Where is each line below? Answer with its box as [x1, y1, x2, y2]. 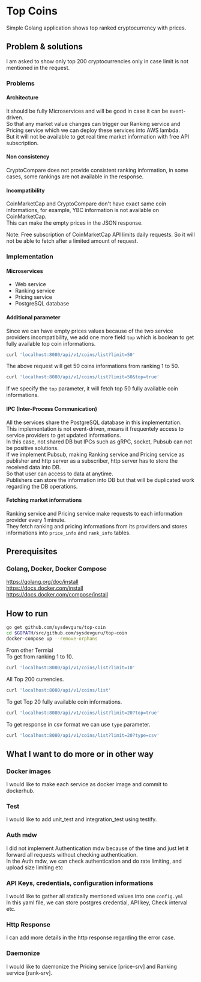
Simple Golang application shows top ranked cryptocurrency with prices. [6, 24, 187, 31]
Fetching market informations [6, 496, 82, 504]
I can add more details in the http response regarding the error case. [6, 934, 176, 941]
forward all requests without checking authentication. [6, 851, 138, 858]
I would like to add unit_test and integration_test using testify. [6, 816, 157, 823]
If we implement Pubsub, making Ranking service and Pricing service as [6, 451, 185, 458]
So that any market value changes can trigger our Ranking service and [6, 120, 181, 127]
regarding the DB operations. [6, 483, 78, 490]
